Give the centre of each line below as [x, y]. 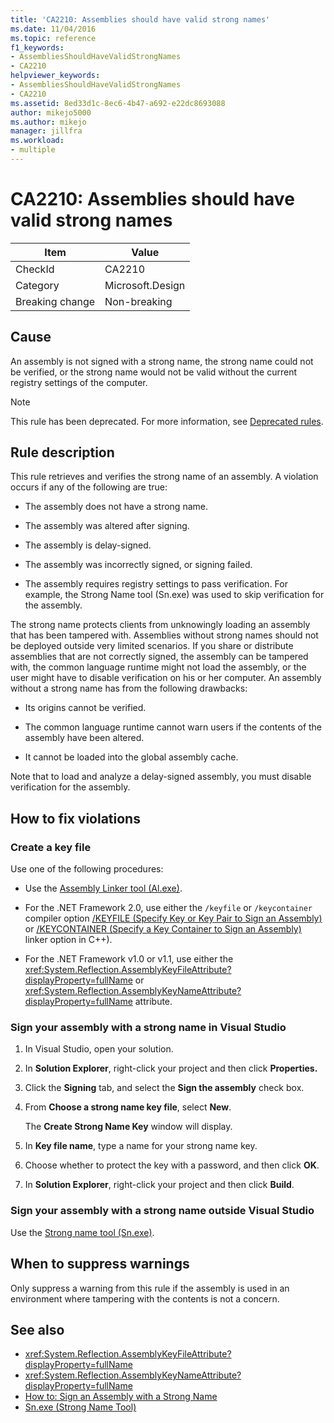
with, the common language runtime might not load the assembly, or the [158, 667]
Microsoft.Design [145, 285]
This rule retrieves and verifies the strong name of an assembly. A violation [164, 477]
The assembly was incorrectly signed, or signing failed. [138, 565]
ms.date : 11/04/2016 [53, 29]
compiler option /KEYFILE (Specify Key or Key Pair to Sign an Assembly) [173, 918]
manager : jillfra [46, 131]
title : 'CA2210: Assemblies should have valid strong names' [140, 19]
